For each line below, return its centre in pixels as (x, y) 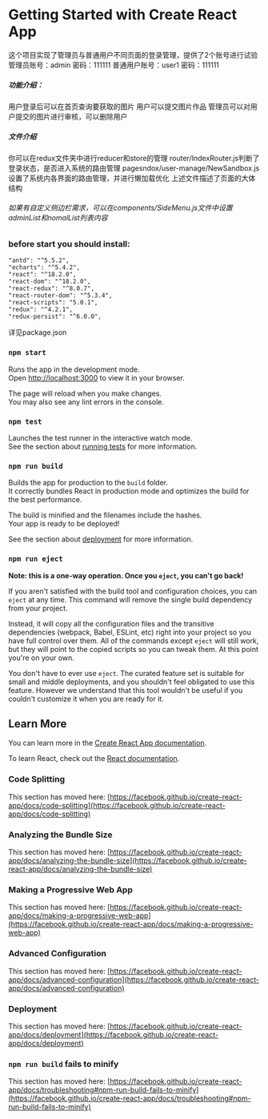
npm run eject (36, 559)
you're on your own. (41, 658)
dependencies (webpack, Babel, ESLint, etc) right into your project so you (130, 632)
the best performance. (45, 500)
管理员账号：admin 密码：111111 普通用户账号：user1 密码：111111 (114, 65)
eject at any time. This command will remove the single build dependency (130, 599)
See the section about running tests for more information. (103, 447)
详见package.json (38, 332)
